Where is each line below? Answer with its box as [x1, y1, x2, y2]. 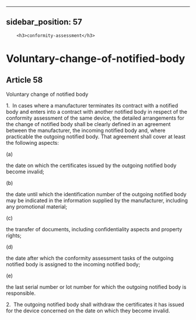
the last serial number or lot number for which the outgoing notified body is [6, 283, 187, 290]
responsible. [6, 290, 36, 297]
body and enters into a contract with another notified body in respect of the [6, 108, 188, 115]
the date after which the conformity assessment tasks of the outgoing [6, 255, 174, 262]
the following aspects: [6, 139, 60, 146]
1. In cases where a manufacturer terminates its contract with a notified [6, 102, 178, 109]
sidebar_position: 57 [6, 17, 83, 27]
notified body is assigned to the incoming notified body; [6, 260, 141, 267]
